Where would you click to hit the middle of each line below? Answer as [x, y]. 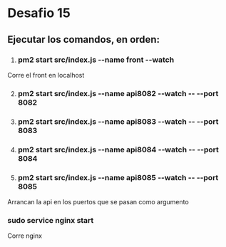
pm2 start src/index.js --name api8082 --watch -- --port [118, 93]
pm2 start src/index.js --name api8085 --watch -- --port [118, 177]
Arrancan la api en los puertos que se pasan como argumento [98, 201]
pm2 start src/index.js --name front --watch [96, 60]
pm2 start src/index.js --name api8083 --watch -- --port [118, 121]
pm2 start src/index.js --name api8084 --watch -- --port [118, 149]
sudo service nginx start [51, 220]
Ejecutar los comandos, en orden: [84, 40]
